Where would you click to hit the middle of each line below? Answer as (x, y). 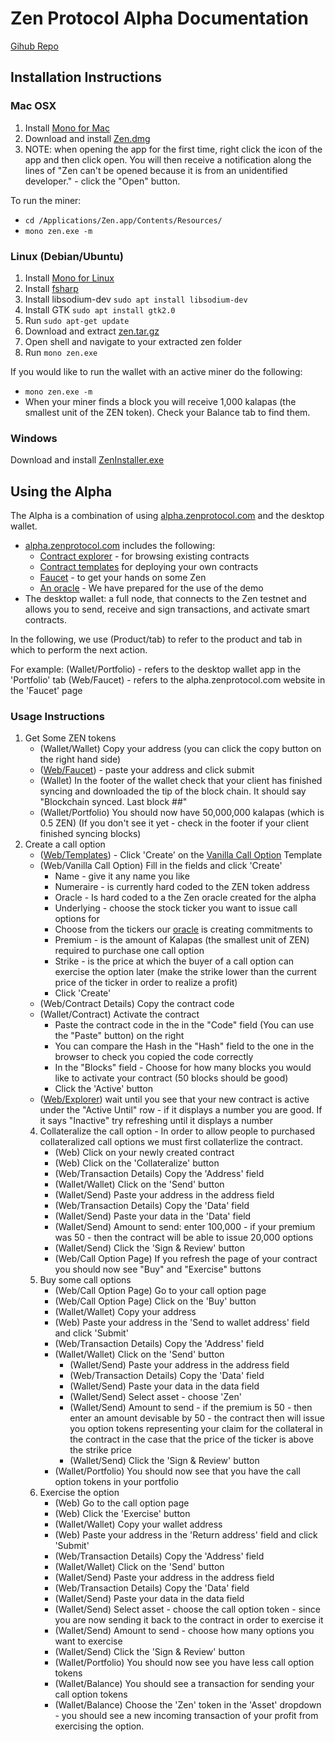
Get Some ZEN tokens (70, 738)
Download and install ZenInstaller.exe (87, 460)
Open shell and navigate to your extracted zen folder (133, 341)
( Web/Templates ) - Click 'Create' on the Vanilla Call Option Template (181, 855)
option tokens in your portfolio (117, 1482)
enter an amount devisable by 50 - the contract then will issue (197, 1418)
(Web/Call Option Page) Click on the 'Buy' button (155, 1301)
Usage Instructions (57, 716)
